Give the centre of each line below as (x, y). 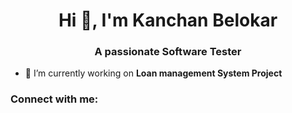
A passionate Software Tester (168, 52)
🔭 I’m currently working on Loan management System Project (153, 73)
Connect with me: (54, 99)
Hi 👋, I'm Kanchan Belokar (168, 20)
